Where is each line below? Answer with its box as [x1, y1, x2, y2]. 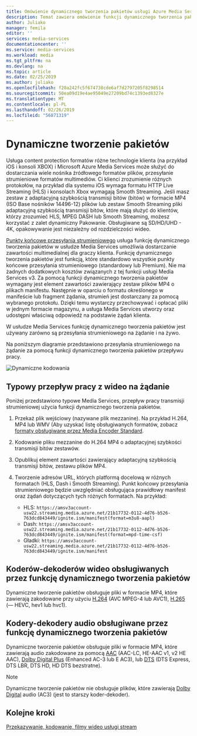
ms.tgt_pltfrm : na [6, 58, 51, 63]
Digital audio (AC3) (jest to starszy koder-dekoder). [6, 691, 130, 698]
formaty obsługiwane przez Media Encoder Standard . [14, 427, 144, 434]
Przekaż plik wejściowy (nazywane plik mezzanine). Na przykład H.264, [14, 415, 189, 421]
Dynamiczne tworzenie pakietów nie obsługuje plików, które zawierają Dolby [6, 684, 191, 691]
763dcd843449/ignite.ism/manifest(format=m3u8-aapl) [23, 515, 155, 521]
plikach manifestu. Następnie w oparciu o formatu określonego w [6, 287, 164, 294]
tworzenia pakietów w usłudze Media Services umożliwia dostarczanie [6, 243, 177, 250]
